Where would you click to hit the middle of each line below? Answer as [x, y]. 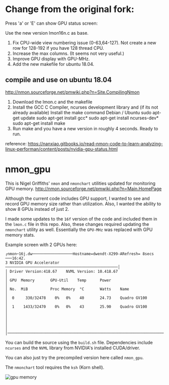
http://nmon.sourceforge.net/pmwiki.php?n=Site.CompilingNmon [72, 92]
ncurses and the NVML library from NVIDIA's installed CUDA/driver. [73, 348]
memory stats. [20, 235]
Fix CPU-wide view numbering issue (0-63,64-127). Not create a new [84, 43]
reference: [16, 143]
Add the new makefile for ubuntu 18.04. [53, 64]
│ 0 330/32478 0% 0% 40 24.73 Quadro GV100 [76, 298]
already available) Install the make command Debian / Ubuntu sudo [82, 112]
